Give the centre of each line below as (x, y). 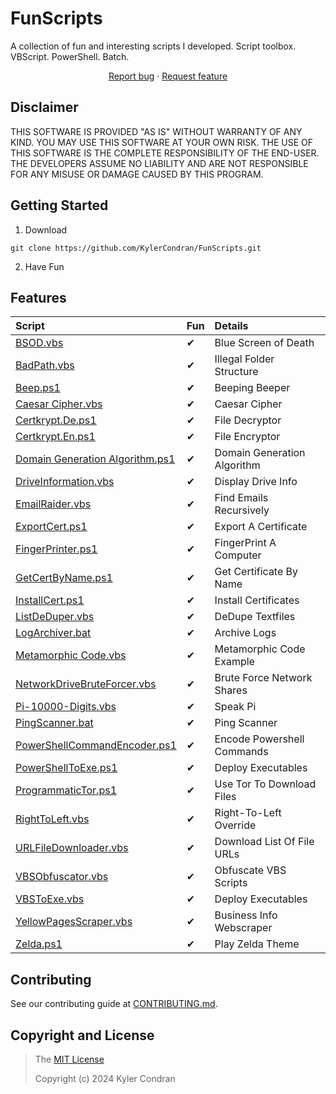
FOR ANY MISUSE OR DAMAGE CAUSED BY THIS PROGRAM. (137, 174)
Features (38, 297)
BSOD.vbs (39, 343)
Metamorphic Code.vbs (71, 655)
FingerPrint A (245, 543)
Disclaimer (44, 107)
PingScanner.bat (54, 723)
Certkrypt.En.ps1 (55, 437)
